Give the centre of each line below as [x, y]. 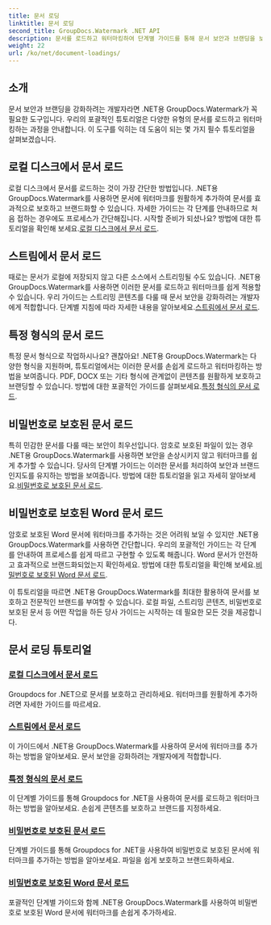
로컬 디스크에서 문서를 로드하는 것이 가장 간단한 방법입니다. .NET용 [113, 188]
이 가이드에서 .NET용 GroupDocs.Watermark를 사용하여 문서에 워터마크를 [126, 746]
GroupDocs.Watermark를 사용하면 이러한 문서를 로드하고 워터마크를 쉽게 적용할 [135, 287]
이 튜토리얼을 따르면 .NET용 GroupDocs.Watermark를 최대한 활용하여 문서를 [130, 592]
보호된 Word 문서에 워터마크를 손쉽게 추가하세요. [100, 912]
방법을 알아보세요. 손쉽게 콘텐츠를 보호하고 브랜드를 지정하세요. [122, 808]
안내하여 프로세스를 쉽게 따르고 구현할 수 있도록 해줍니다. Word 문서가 [127, 554]
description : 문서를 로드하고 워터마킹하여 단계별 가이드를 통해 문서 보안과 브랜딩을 [132, 38]
